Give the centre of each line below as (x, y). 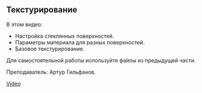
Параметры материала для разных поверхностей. (80, 42)
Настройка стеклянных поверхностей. (65, 36)
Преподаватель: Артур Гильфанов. (51, 72)
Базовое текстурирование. (50, 49)
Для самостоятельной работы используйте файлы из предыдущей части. (101, 60)
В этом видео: (24, 24)
